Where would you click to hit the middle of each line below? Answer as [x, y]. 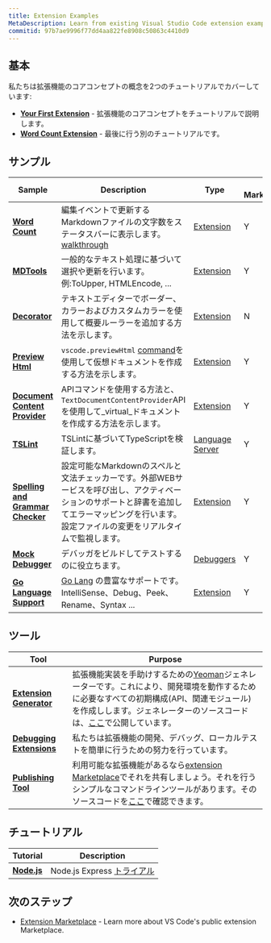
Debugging [34, 738]
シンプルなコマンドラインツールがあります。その [165, 789]
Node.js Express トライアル [102, 870]
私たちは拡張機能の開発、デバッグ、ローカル [157, 737]
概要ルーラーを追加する [130, 323]
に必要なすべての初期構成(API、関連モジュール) [162, 698]
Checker [29, 517]
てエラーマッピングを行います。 [121, 514]
